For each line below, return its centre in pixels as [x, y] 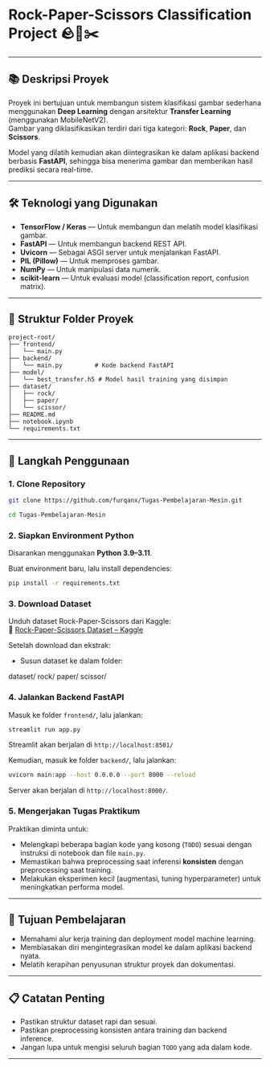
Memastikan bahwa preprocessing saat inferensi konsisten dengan [131, 861]
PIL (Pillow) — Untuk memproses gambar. [89, 261]
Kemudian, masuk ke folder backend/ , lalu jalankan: [92, 760]
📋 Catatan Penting [57, 998]
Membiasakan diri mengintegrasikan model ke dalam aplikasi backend [136, 947]
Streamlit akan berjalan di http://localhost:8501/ [91, 745]
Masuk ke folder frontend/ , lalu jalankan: [76, 715]
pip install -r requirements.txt [64, 584]
